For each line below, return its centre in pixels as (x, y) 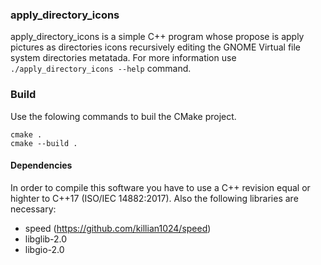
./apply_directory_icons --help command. (101, 69)
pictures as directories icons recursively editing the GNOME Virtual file (156, 47)
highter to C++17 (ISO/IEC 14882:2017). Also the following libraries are (154, 198)
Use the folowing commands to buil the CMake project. (123, 116)
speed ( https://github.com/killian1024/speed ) (118, 228)
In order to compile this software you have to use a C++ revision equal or (160, 187)
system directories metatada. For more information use (123, 58)
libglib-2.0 (46, 239)
